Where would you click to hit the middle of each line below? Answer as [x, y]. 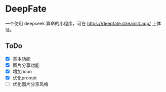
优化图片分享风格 [30, 84]
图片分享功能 [26, 65]
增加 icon [22, 71]
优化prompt [25, 78]
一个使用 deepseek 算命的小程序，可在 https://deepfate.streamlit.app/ [78, 23]
